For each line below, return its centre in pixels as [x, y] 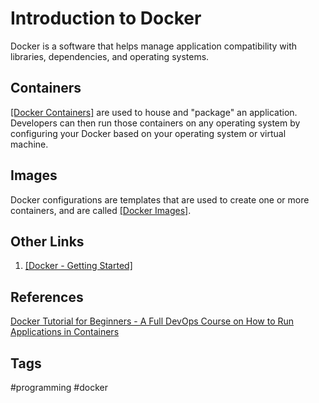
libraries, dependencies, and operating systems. [110, 56]
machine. [29, 144]
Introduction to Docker [106, 18]
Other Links [47, 241]
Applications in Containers [65, 332]
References [47, 297]
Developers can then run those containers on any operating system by [155, 123]
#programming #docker [59, 387]
